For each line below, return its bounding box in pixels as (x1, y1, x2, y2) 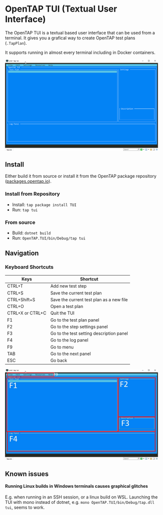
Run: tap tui (12, 206, 38, 212)
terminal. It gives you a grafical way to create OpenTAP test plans (5, 35, 135, 41)
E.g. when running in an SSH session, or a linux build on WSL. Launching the (5, 494, 158, 500)
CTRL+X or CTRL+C (7, 310, 47, 316)
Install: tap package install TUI (12, 202, 77, 207)
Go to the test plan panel (50, 317, 99, 323)
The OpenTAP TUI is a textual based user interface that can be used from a (5, 30, 155, 35)
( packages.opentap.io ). (5, 178, 52, 184)
